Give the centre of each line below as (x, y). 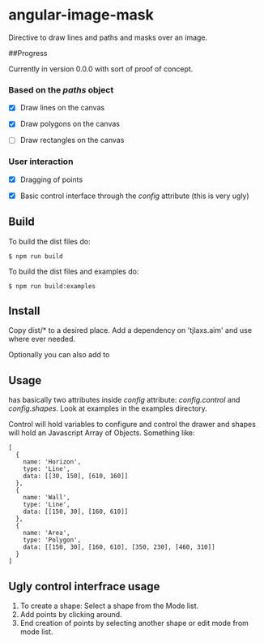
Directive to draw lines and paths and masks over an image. (108, 37)
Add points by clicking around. (71, 615)
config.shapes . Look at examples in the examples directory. (108, 408)
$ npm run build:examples (52, 286)
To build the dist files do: (49, 241)
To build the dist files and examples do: (74, 271)
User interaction (41, 162)
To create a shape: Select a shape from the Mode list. (109, 606)
